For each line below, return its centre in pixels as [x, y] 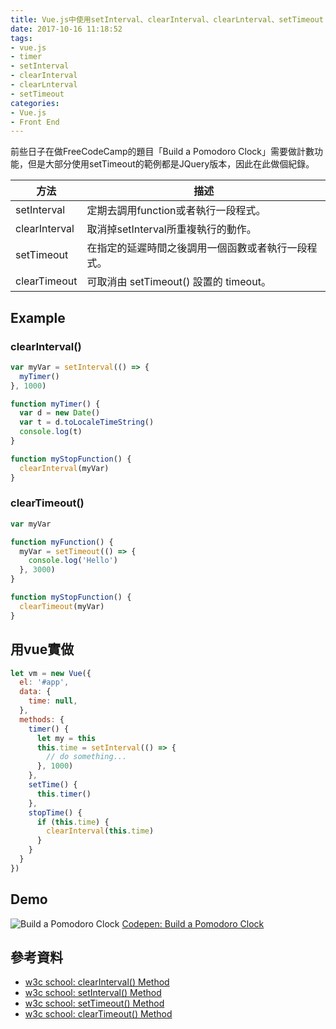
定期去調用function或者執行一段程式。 [176, 211]
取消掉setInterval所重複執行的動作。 [171, 229]
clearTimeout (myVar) [62, 606]
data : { [35, 692]
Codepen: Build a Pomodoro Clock [193, 923]
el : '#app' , [44, 682]
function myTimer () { [55, 404]
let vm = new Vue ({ [51, 673]
